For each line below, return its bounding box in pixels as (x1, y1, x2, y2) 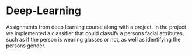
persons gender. (6, 42, 46, 49)
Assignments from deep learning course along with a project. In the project (6, 23, 187, 30)
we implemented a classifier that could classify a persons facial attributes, (6, 29, 184, 36)
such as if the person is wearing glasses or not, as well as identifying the (6, 36, 181, 43)
